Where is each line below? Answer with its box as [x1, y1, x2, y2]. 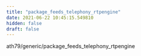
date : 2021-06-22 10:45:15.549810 [6, 15, 94, 21]
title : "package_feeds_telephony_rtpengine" [6, 9, 121, 15]
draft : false [6, 26, 40, 32]
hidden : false [6, 20, 43, 26]
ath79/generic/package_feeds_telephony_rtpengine [6, 43, 136, 50]
